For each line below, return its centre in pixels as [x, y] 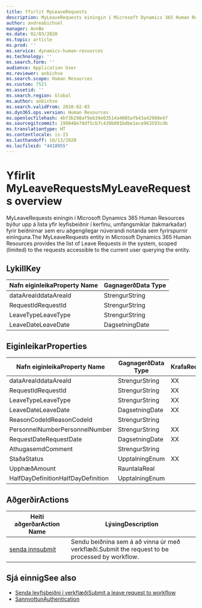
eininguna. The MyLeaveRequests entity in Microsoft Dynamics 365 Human [99, 237]
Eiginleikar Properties [47, 346]
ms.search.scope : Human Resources [50, 79]
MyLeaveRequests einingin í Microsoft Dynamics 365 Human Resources [96, 217]
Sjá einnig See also [41, 578]
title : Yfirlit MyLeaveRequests [47, 12]
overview [38, 201]
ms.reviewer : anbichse [35, 73]
